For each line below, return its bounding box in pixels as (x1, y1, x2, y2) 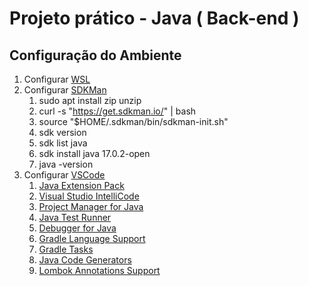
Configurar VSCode (23, 169, 106, 181)
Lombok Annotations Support (38, 265, 161, 276)
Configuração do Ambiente (9, 47, 182, 64)
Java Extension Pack (38, 180, 125, 191)
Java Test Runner (38, 212, 112, 223)
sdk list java (38, 137, 88, 149)
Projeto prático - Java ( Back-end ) (9, 7, 300, 30)
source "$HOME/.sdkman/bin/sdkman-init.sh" (38, 116, 229, 127)
